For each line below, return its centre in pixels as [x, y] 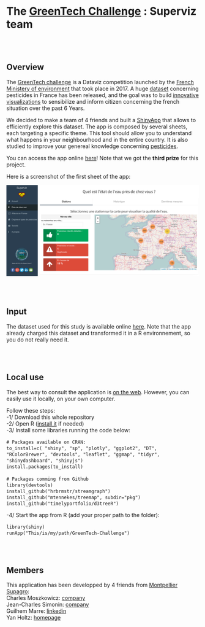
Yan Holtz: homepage [34, 618]
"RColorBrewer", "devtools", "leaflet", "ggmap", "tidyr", [83, 454]
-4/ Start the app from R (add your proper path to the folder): [83, 515]
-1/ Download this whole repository [50, 417]
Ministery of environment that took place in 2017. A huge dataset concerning [102, 88]
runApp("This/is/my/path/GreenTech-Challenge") [68, 533]
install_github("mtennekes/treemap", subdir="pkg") [73, 497]
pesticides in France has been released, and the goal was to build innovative [102, 95]
